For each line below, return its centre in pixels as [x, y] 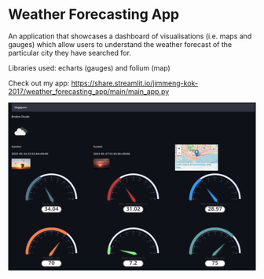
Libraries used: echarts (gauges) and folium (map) [89, 67]
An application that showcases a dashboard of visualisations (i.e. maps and [130, 36]
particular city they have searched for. [70, 53]
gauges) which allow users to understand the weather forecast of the [120, 44]
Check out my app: [39, 83]
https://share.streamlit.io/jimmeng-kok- [135, 83]
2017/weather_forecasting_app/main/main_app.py [89, 91]
